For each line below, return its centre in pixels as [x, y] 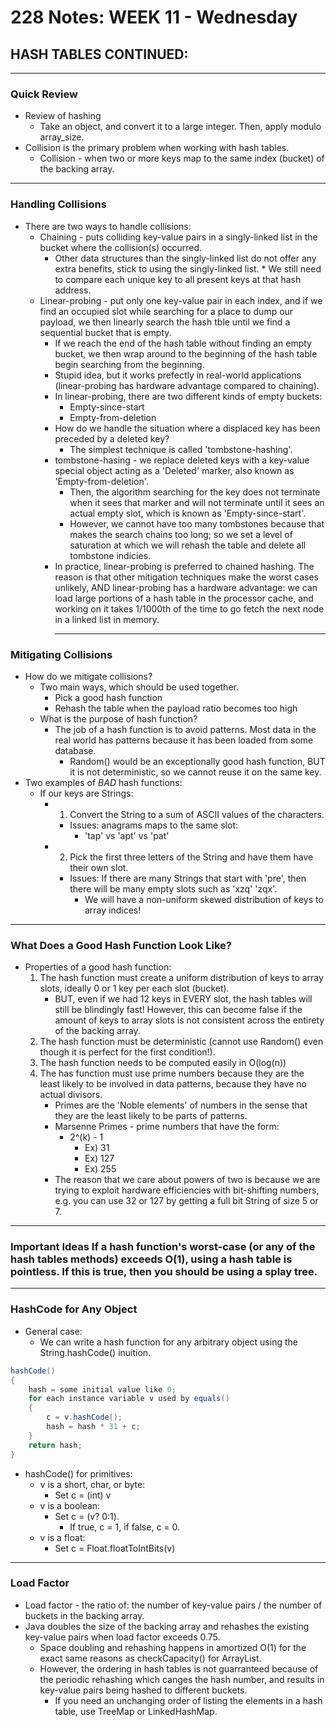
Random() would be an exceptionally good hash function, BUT [197, 761]
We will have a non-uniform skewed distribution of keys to [204, 899]
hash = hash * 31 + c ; [93, 1427]
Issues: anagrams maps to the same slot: [153, 825]
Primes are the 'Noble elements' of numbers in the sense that [181, 1105]
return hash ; [55, 1445]
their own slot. [99, 867]
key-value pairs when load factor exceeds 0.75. [122, 1637]
